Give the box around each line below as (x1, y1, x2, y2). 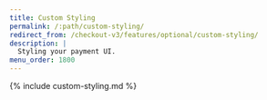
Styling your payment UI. (17, 47, 117, 56)
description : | (9, 38, 67, 48)
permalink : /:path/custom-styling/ (9, 22, 145, 31)
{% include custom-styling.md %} (9, 81, 138, 91)
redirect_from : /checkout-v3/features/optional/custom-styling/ (9, 30, 259, 39)
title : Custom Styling (9, 13, 96, 23)
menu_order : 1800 (9, 55, 76, 65)
